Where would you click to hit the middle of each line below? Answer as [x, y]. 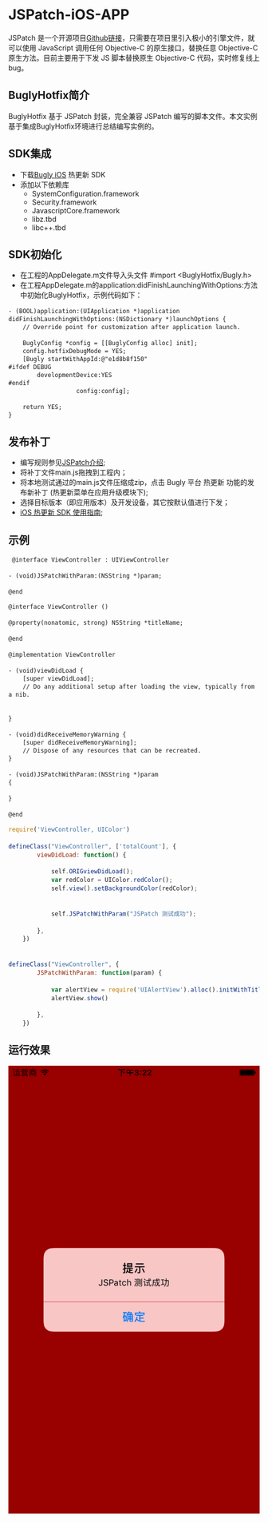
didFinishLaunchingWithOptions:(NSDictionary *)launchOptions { [117, 320]
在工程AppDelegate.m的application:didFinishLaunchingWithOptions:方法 [138, 285]
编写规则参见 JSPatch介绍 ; [63, 463]
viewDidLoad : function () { [82, 855]
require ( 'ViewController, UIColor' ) [69, 829]
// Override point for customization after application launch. [132, 328]
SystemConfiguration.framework [85, 193]
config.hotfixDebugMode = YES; [75, 352]
